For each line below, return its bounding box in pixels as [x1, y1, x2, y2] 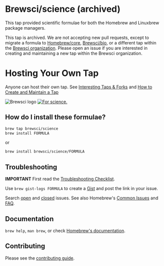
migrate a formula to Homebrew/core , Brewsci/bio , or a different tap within [5, 39, 157, 45]
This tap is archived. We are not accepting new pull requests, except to [5, 35, 149, 40]
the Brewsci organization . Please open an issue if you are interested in [5, 45, 148, 51]
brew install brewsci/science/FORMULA [5, 149, 85, 154]
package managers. [5, 25, 46, 31]
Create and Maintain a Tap [5, 89, 59, 95]
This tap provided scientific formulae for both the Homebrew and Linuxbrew [5, 20, 159, 26]
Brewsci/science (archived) [5, 3, 121, 15]
